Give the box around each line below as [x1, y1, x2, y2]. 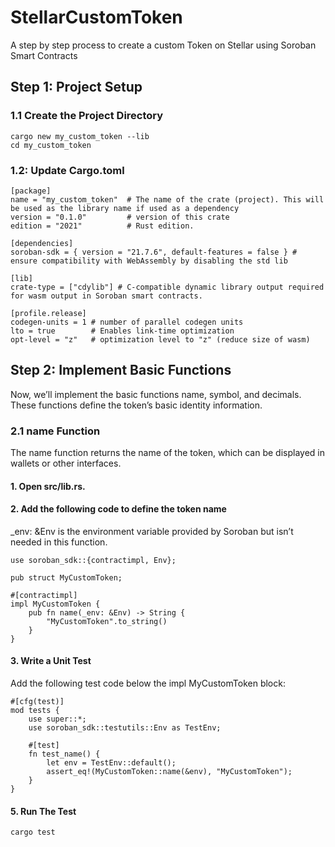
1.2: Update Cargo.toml [10, 163, 125, 177]
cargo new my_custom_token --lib [10, 131, 150, 141]
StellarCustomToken [10, 6, 183, 29]
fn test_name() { [28, 749, 101, 760]
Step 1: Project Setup [10, 79, 143, 96]
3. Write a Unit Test [10, 655, 92, 667]
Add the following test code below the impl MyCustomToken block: [10, 677, 286, 690]
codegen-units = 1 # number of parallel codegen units [10, 317, 244, 327]
